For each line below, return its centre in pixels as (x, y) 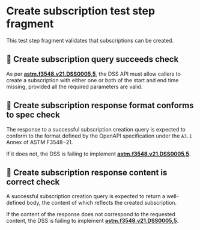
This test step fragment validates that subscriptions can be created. (90, 40)
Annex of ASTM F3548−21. (40, 142)
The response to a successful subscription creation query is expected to (96, 129)
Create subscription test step (80, 11)
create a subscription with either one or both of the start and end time (92, 80)
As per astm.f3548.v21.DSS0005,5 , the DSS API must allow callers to (94, 74)
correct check (33, 182)
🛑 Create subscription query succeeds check (92, 59)
